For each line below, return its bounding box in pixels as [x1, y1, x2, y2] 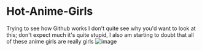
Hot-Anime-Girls [6, 4, 93, 18]
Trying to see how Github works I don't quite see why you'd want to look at [6, 25, 196, 32]
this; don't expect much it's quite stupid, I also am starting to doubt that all [6, 31, 195, 38]
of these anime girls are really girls [6, 37, 94, 45]
